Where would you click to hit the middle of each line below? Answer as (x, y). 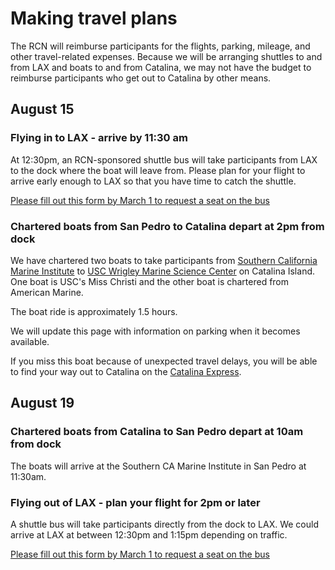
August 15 (42, 109)
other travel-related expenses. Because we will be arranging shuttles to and (166, 56)
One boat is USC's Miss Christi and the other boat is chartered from (150, 281)
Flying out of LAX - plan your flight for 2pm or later (135, 502)
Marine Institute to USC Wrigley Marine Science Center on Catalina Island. (163, 271)
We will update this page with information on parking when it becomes (155, 331)
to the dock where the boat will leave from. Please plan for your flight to (158, 170)
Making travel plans (94, 18)
